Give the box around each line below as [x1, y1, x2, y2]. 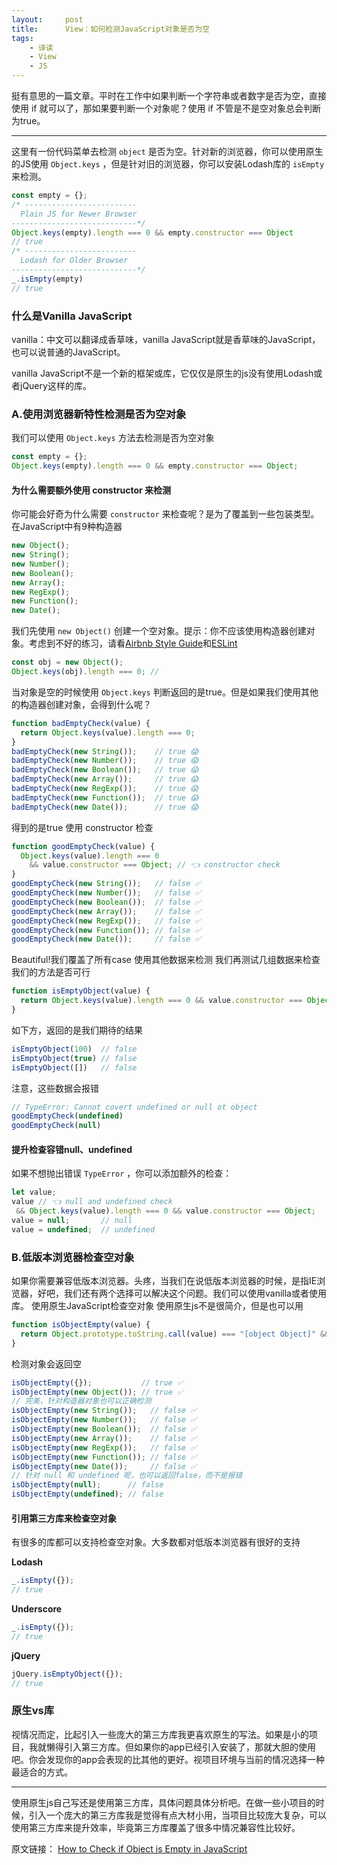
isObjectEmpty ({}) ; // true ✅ [11, 1377, 184, 1388]
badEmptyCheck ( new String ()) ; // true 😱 [11, 746, 199, 756]
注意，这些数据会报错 [11, 1082, 99, 1094]
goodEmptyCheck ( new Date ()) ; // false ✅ [11, 934, 202, 945]
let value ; [11, 1187, 57, 1198]
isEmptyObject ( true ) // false [11, 1053, 138, 1063]
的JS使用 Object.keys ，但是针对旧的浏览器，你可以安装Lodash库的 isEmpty [11, 158, 325, 170]
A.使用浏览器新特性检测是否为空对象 [11, 407, 187, 421]
